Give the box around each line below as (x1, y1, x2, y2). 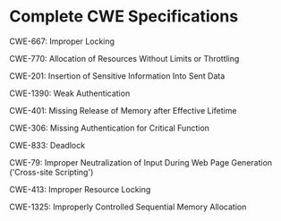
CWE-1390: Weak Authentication (9, 88, 131, 98)
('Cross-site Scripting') (9, 166, 94, 177)
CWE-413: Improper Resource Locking (9, 183, 151, 194)
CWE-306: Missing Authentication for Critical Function (9, 123, 210, 133)
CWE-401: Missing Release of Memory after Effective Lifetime (9, 105, 237, 115)
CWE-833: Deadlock (9, 140, 86, 150)
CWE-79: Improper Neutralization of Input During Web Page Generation (9, 157, 273, 167)
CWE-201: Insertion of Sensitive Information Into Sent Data (9, 70, 226, 81)
